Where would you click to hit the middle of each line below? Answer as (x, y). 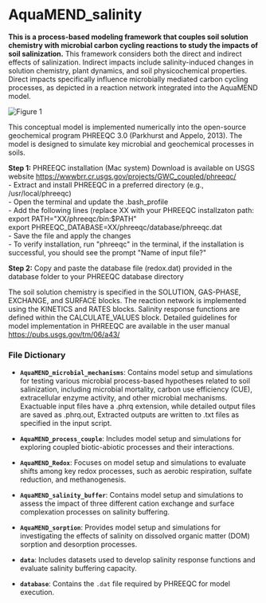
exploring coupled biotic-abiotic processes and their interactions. (127, 447)
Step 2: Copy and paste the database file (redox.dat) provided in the (120, 268)
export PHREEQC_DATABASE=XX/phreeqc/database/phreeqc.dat (115, 227)
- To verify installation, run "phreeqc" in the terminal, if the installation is (126, 244)
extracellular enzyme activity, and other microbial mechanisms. (123, 398)
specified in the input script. (66, 424)
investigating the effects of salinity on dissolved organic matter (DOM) (135, 536)
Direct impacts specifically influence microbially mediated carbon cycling (128, 79)
